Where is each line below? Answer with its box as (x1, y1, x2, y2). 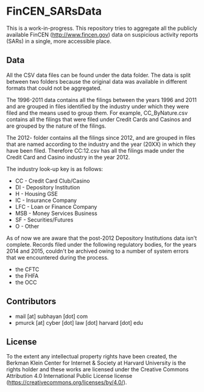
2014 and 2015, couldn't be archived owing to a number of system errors (6, 247, 189, 255)
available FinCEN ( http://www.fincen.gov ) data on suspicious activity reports (6, 31, 199, 38)
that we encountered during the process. (6, 253, 109, 261)
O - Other (15, 222, 40, 230)
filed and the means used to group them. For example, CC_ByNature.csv (6, 109, 188, 117)
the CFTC (15, 266, 40, 273)
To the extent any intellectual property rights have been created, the (6, 353, 177, 360)
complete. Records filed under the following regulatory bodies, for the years (6, 241, 197, 248)
